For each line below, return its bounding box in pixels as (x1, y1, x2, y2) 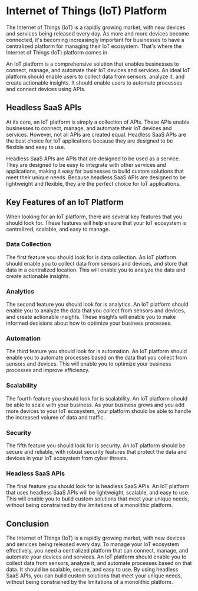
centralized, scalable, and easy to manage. (6, 225, 110, 232)
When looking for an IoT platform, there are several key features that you (6, 213, 183, 220)
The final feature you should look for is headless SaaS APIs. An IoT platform (6, 483, 190, 490)
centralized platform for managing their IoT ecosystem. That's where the (6, 43, 182, 50)
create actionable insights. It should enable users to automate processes (6, 79, 183, 86)
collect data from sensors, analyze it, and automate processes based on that (6, 560, 192, 567)
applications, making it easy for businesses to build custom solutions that (6, 167, 184, 175)
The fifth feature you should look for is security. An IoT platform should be (6, 442, 186, 449)
